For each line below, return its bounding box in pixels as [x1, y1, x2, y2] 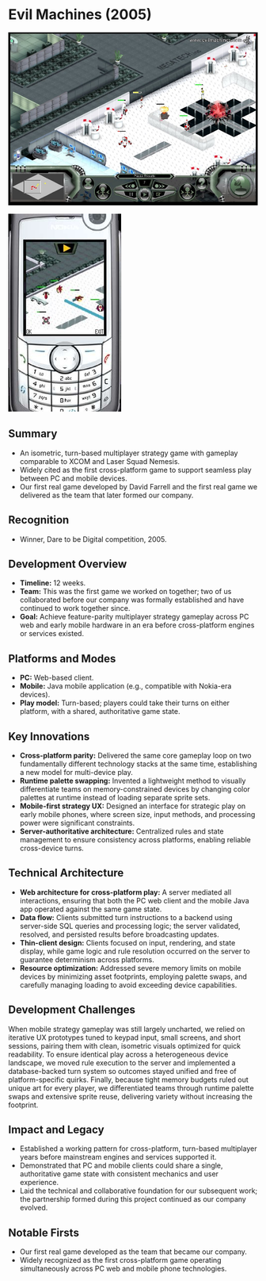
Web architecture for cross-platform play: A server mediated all [19, 887, 232, 897]
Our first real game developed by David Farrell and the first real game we [19, 481, 258, 491]
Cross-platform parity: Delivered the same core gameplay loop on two [19, 751, 252, 761]
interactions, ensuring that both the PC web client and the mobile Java [19, 896, 249, 905]
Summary [8, 427, 58, 441]
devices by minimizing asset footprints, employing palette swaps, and [19, 972, 248, 981]
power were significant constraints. [19, 819, 135, 828]
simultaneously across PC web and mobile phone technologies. [19, 1264, 227, 1274]
